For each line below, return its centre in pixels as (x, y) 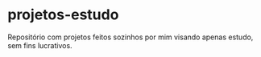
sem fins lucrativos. (40, 45)
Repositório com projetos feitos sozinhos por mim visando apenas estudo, (130, 37)
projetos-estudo (63, 15)
